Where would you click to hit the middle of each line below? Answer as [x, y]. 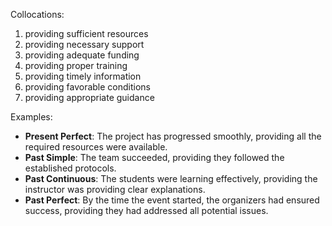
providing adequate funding [82, 55]
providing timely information [83, 76]
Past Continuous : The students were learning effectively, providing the [171, 178]
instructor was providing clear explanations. [115, 189]
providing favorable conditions [88, 87]
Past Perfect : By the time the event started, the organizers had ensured [172, 200]
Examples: [31, 117]
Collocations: [37, 14]
